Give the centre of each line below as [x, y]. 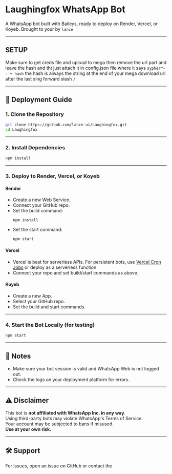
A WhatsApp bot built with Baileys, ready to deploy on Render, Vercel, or [81, 24]
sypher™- [156, 68]
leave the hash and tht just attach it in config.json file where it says [76, 68]
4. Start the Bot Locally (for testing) [50, 325]
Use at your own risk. [28, 429]
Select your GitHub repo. [39, 301]
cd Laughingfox [21, 130]
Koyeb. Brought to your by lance [39, 29]
